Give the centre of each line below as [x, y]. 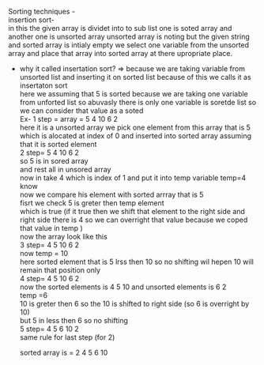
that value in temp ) [51, 228]
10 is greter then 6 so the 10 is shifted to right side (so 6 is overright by [134, 304]
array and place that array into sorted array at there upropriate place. [121, 53]
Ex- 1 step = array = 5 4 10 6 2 [69, 119]
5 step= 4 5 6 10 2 [49, 329]
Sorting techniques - [41, 11]
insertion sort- [32, 20]
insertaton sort [43, 85]
